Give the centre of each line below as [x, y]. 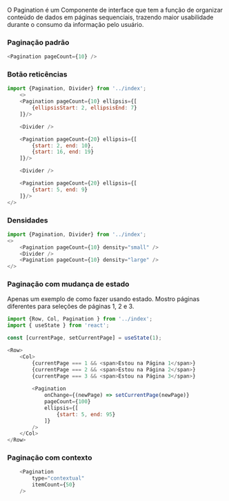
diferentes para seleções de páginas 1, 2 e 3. [71, 307]
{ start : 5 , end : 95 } [86, 414]
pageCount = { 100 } [67, 402]
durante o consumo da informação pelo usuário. [76, 24]
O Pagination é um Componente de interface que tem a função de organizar [115, 10]
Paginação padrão [38, 42]
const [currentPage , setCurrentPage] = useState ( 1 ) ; [84, 338]
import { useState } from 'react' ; [58, 326]
